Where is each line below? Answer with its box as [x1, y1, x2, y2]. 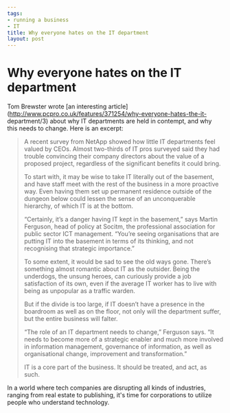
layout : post [7, 36, 45, 43]
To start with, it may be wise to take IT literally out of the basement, [23, 173, 215, 181]
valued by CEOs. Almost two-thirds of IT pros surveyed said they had [23, 145, 220, 153]
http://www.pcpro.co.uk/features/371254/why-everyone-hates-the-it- [9, 110, 207, 118]
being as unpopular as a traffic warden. [23, 287, 135, 295]
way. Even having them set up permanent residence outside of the [23, 187, 212, 196]
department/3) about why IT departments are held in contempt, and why [7, 117, 212, 126]
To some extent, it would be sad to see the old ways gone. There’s [23, 258, 211, 266]
